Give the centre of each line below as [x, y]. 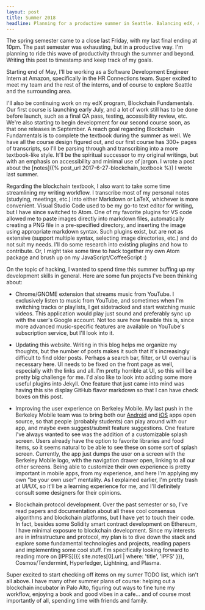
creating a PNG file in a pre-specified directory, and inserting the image [96, 225]
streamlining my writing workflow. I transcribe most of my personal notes [98, 193]
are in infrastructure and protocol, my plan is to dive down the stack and [106, 537]
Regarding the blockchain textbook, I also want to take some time [88, 186]
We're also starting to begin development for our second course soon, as [98, 123]
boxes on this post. [39, 396]
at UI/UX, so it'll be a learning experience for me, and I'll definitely [98, 486]
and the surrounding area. [39, 91]
